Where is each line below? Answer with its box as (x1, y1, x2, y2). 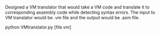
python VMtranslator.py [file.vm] (5, 24, 71, 30)
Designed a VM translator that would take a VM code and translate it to (5, 4, 150, 10)
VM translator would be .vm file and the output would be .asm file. (5, 15, 140, 20)
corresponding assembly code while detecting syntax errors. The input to (5, 9, 155, 15)
